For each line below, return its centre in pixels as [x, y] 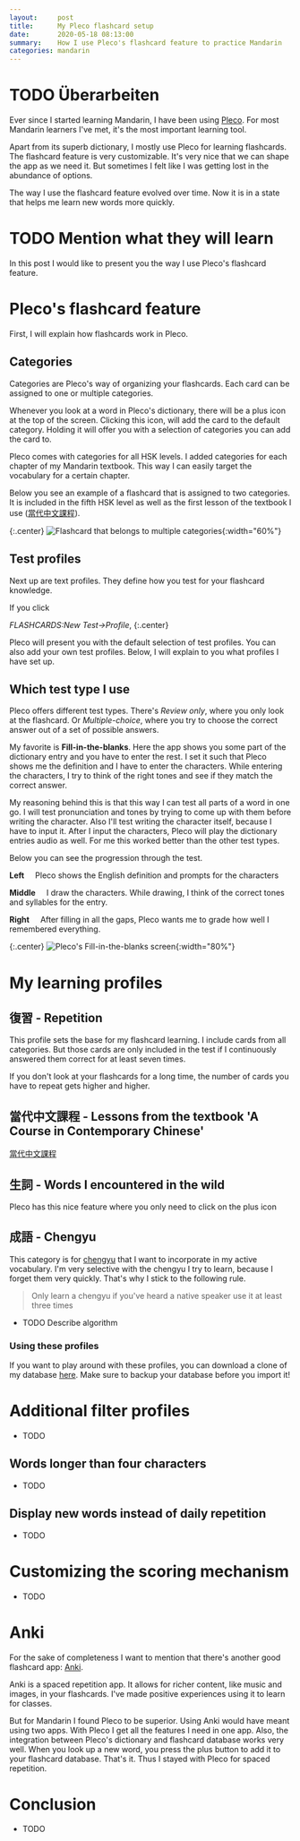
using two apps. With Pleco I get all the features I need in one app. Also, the [149, 1730]
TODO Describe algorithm [70, 1322]
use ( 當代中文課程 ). [45, 512]
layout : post [42, 17]
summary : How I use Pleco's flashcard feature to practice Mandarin [146, 43]
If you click [30, 607]
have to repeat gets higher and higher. [80, 1086]
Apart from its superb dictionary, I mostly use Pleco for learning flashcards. [148, 147]
